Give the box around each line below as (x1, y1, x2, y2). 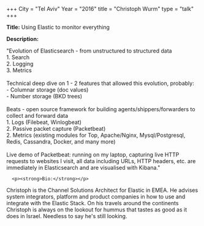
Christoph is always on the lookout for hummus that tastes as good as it (6, 206, 187, 213)
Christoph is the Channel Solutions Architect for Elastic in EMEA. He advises (6, 186, 198, 194)
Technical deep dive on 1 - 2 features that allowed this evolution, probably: (6, 79, 194, 87)
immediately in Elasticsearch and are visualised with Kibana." (6, 164, 161, 171)
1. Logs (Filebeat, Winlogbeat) (6, 118, 81, 126)
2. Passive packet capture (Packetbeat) (6, 125, 106, 132)
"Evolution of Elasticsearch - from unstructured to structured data (6, 47, 173, 54)
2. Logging (6, 60, 34, 67)
